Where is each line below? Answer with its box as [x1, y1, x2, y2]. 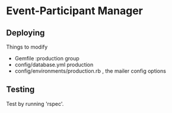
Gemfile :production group [14, 55, 80, 62]
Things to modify [6, 43, 48, 50]
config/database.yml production [14, 61, 94, 68]
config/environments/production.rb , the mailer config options [14, 67, 166, 75]
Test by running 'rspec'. [6, 100, 64, 107]
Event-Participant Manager [6, 4, 144, 18]
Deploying [6, 28, 45, 38]
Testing [6, 85, 35, 95]
